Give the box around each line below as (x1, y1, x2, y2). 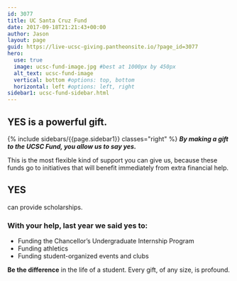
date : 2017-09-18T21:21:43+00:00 (7, 23, 106, 31)
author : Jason (7, 30, 50, 38)
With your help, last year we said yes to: (7, 221, 148, 231)
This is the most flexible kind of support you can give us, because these (7, 155, 218, 164)
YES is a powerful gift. (7, 116, 108, 128)
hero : (7, 50, 23, 57)
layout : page (7, 37, 46, 44)
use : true (13, 57, 43, 64)
